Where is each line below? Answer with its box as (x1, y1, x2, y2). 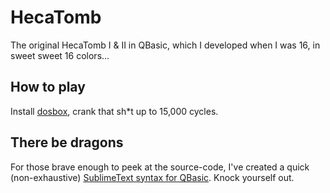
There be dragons (10, 134, 124, 151)
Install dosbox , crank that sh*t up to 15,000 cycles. (10, 105, 219, 117)
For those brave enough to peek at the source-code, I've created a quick (10, 161, 310, 173)
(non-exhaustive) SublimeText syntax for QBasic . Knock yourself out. (10, 171, 295, 183)
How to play (10, 79, 86, 96)
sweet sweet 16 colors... (10, 49, 110, 61)
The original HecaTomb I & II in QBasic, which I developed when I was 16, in (10, 39, 321, 51)
